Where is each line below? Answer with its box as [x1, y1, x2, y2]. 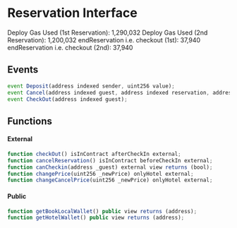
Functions [7, 115, 53, 127]
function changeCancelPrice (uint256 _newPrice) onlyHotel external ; [7, 176, 213, 184]
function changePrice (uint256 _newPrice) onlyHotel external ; [7, 170, 194, 177]
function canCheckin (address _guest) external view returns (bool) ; [7, 164, 213, 171]
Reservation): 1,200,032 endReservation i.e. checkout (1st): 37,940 [7, 35, 201, 44]
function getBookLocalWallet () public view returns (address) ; [7, 208, 197, 215]
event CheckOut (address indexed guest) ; [7, 95, 128, 103]
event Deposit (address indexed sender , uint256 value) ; [7, 83, 175, 90]
